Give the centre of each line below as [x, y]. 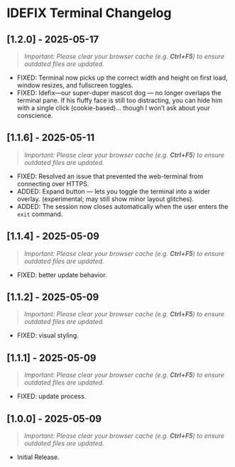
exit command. [40, 214]
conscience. [35, 116]
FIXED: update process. [51, 397]
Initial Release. [38, 457]
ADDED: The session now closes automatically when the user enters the [122, 206]
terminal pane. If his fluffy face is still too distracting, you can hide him [120, 100]
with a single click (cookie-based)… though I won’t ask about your [114, 108]
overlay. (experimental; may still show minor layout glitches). [105, 199]
